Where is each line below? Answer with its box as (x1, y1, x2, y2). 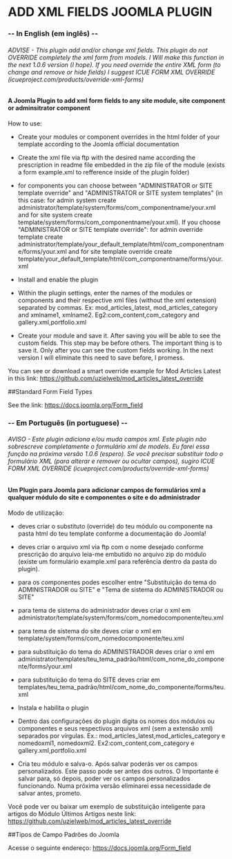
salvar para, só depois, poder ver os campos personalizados (17, 774, 191, 782)
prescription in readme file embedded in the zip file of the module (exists (17, 160, 225, 169)
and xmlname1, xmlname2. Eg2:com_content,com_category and (17, 310, 200, 319)
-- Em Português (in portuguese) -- (8, 418, 128, 428)
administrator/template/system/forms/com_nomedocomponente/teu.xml (17, 613, 224, 622)
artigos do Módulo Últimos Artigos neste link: (8, 809, 137, 818)
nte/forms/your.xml (17, 662, 73, 670)
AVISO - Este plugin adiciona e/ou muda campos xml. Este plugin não (8, 435, 206, 444)
